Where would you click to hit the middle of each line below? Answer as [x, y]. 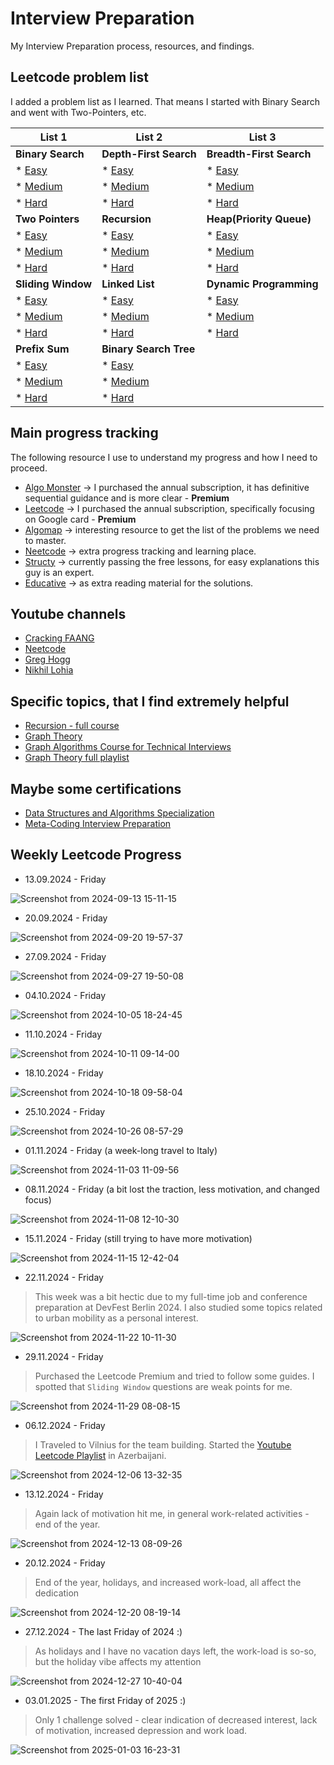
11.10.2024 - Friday [63, 1034]
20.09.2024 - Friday [66, 918]
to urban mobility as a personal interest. [116, 1318]
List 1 [53, 137]
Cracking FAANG [59, 638]
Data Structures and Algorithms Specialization [119, 813]
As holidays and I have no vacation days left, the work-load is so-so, [175, 1651]
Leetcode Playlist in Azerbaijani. [100, 1455]
